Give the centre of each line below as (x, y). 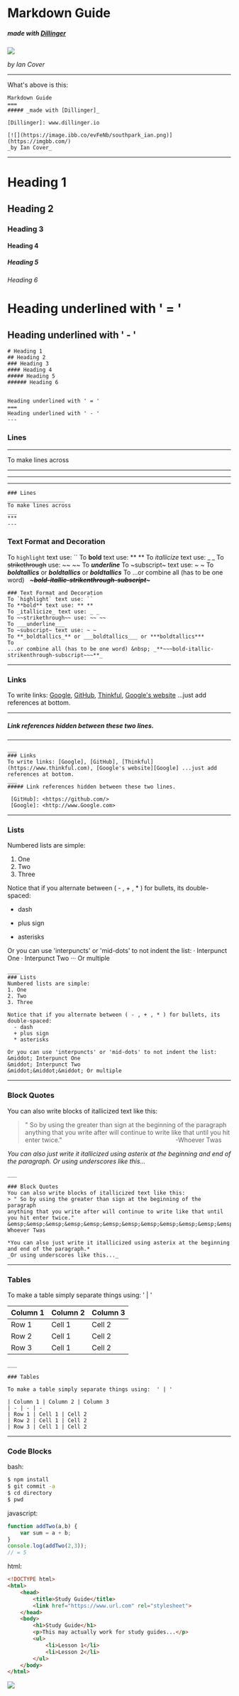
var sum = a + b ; (46, 1533)
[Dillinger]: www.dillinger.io (54, 123)
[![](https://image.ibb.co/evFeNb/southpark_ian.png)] (90, 135)
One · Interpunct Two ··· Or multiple (59, 959)
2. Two (17, 996)
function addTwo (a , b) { (43, 1526)
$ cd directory (30, 1493)
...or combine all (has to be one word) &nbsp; (79, 649)
